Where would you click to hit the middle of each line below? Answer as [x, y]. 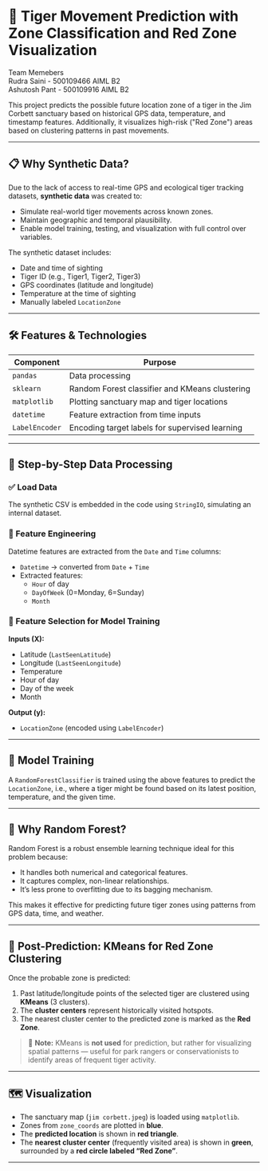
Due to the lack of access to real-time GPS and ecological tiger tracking [126, 187]
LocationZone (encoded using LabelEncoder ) [92, 728]
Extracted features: [51, 575]
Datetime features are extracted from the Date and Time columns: [115, 551]
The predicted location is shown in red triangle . [99, 1134]
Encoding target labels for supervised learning [156, 427]
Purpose [160, 362]
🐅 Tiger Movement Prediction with [124, 16]
